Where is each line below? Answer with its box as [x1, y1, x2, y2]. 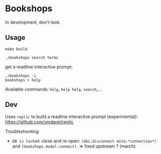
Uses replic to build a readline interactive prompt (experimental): [5, 114, 138, 120]
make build [5, 46, 28, 52]
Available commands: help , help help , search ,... [5, 86, 102, 92]
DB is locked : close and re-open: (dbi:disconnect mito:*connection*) [12, 138, 157, 144]
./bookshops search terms [5, 55, 58, 60]
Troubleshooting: [5, 128, 40, 134]
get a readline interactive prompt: [5, 63, 73, 69]
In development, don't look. [5, 19, 61, 25]
